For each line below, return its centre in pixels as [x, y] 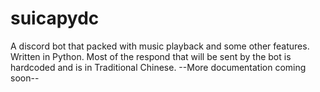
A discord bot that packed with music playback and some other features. [160, 46]
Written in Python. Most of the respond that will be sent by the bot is [151, 56]
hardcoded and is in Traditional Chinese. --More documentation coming [158, 67]
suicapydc [55, 18]
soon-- [25, 78]
